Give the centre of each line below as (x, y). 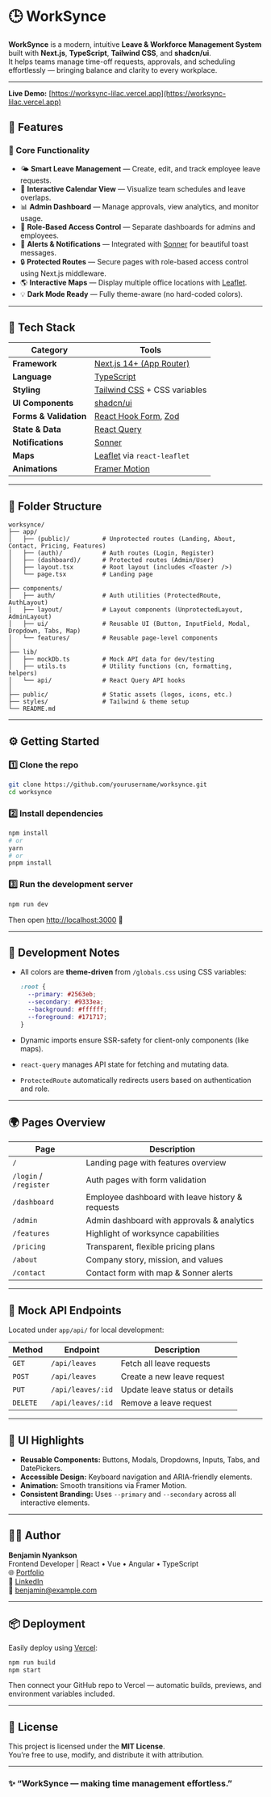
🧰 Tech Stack (42, 328)
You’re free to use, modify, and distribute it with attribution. (106, 1755)
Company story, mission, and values (154, 1260)
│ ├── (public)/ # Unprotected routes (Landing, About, (122, 539)
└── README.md (32, 709)
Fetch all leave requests (166, 1364)
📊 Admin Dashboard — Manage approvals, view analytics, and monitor (140, 206)
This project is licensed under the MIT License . (87, 1746)
